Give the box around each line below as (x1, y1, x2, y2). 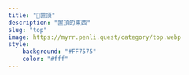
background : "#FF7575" (22, 48, 97, 55)
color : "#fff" (22, 55, 69, 63)
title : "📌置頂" (8, 11, 56, 20)
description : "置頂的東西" (8, 19, 91, 27)
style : (8, 41, 30, 48)
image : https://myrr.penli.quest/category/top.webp (8, 33, 181, 41)
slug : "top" (8, 26, 47, 34)
